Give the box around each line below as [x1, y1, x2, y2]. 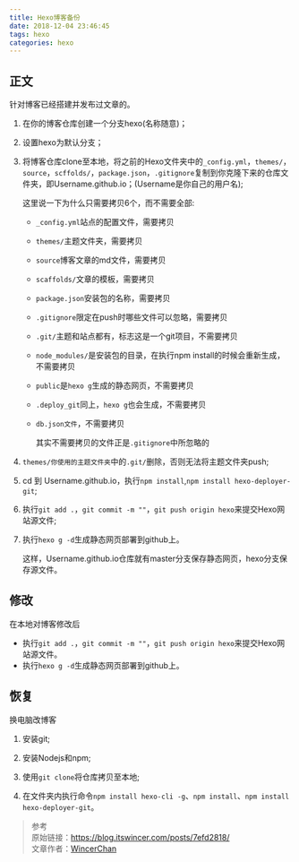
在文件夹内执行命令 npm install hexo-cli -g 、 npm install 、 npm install [21, 790, 289, 801]
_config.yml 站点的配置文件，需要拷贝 [35, 217, 175, 228]
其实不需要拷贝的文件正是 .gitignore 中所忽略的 [35, 437, 210, 448]
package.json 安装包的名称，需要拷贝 [35, 293, 171, 304]
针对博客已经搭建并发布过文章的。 [9, 99, 135, 110]
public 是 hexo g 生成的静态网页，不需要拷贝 [35, 380, 194, 391]
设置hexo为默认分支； [21, 137, 104, 148]
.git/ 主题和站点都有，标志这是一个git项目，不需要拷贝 [35, 331, 238, 341]
